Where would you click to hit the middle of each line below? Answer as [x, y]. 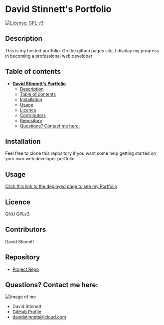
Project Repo [26, 269]
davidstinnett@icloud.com [39, 317]
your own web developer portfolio [40, 159]
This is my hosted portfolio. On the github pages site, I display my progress [82, 50]
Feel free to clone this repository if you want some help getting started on [81, 153]
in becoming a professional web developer [49, 56]
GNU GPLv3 [17, 214]
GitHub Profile [27, 312]
